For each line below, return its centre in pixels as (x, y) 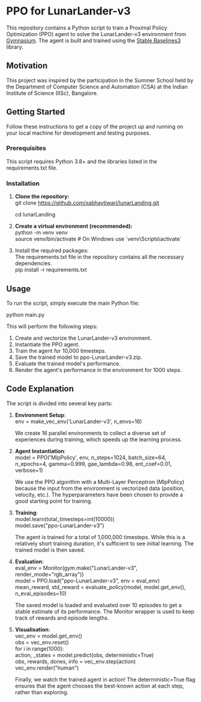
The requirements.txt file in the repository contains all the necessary (99, 257)
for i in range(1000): (39, 649)
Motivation (27, 66)
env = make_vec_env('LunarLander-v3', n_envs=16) (78, 421)
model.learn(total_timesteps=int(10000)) (65, 519)
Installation (23, 183)
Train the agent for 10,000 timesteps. (61, 350)
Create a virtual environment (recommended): (74, 226)
